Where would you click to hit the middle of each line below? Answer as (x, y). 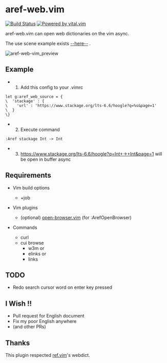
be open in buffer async (46, 159)
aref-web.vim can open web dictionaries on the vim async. (67, 33)
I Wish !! (19, 303)
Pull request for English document (48, 316)
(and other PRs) (29, 327)
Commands (25, 227)
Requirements (28, 175)
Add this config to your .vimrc (52, 87)
